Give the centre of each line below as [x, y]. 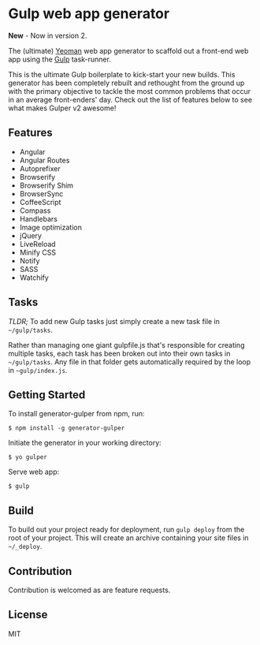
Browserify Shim [46, 185]
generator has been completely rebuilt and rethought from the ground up [126, 83]
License [28, 615]
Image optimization [51, 227]
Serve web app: [34, 472]
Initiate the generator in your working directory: [85, 443]
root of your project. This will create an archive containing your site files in [129, 538]
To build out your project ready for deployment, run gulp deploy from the [126, 530]
